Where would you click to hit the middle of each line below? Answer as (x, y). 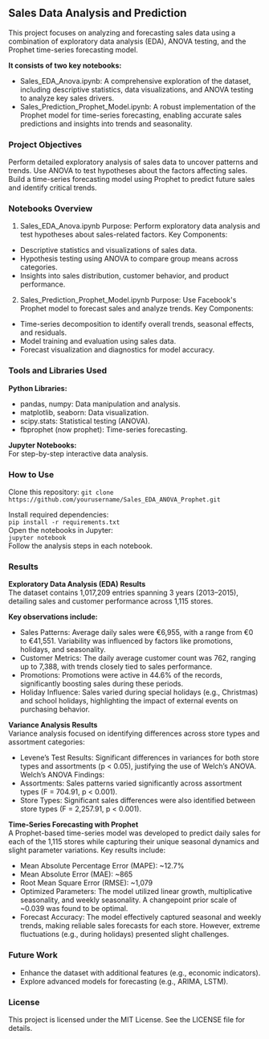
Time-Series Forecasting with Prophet (73, 825)
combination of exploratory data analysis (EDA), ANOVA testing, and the (127, 41)
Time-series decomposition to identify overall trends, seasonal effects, (137, 324)
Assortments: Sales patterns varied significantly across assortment (131, 783)
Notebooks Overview (51, 208)
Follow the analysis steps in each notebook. (81, 546)
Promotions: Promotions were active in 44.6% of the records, (121, 675)
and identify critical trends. (53, 188)
